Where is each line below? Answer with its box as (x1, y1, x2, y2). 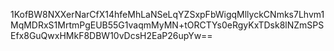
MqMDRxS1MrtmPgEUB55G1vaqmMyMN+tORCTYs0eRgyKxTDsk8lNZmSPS (10, 19, 325, 31)
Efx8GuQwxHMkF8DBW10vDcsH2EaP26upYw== (10, 30, 213, 41)
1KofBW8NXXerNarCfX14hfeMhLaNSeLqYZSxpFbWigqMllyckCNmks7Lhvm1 (10, 9, 325, 20)
